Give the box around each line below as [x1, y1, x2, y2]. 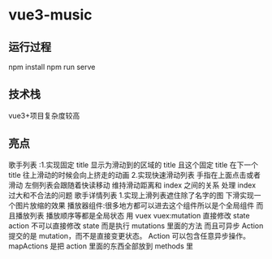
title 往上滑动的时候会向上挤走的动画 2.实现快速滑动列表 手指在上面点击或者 [8, 170, 261, 179]
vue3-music [8, 6, 93, 24]
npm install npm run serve [8, 63, 96, 71]
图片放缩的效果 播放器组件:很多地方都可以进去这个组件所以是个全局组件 [15, 201, 254, 210]
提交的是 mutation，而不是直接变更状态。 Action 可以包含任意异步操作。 [8, 231, 250, 240]
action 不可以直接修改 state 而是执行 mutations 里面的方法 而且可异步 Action [8, 221, 264, 231]
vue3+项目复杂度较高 [8, 110, 80, 120]
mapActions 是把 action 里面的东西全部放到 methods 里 [8, 241, 193, 251]
